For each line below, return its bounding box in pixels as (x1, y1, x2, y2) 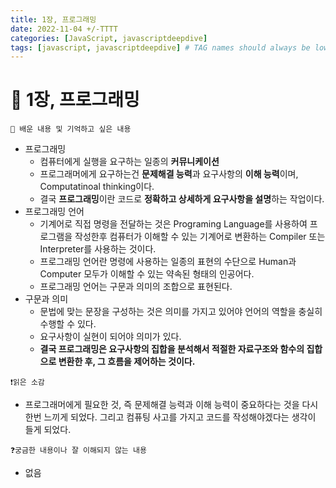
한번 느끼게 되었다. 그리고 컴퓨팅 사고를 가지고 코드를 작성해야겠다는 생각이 (24, 411, 317, 423)
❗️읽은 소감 (10, 377, 45, 388)
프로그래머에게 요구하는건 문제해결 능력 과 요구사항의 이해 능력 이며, (39, 168, 299, 180)
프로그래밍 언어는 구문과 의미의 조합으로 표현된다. (39, 281, 233, 293)
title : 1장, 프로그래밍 (10, 14, 97, 25)
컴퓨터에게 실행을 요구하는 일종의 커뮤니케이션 (39, 156, 220, 168)
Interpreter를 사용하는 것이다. (39, 243, 157, 255)
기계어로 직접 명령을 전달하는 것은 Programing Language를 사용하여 (39, 218, 308, 230)
